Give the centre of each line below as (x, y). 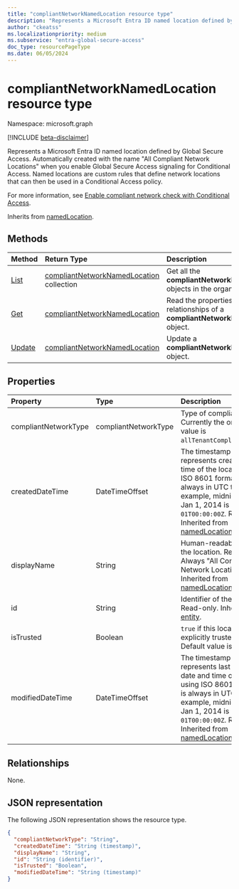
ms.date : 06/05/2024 (38, 54)
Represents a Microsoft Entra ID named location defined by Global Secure (116, 151)
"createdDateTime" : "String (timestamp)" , (78, 846)
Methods (28, 239)
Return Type (66, 259)
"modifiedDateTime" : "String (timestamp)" (78, 873)
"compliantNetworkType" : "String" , (67, 839)
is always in (200, 693)
